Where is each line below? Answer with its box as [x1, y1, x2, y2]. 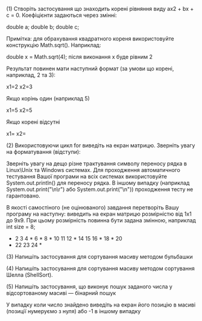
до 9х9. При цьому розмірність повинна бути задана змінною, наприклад [6, 217, 196, 223]
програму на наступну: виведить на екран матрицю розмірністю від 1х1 [6, 210, 192, 217]
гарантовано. [6, 192, 40, 199]
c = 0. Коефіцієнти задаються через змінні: [6, 12, 118, 19]
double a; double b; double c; [6, 24, 80, 30]
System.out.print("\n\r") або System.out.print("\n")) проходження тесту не [6, 186, 194, 193]
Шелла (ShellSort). [6, 271, 53, 278]
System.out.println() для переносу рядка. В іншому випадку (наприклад [6, 179, 190, 187]
